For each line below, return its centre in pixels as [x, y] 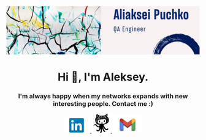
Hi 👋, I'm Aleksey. [103, 77]
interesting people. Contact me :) [103, 104]
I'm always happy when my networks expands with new [103, 96]
